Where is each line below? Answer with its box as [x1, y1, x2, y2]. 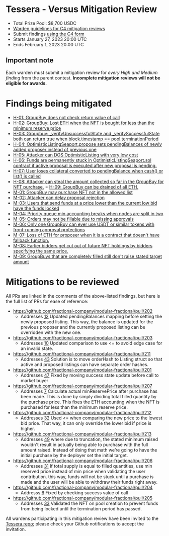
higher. [20, 425, 35, 431]
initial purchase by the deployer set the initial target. [20, 452, 128, 458]
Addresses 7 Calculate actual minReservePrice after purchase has [20, 388, 158, 394]
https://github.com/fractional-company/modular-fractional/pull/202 [13, 308, 153, 314]
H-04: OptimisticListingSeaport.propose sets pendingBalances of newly [13, 141, 162, 147]
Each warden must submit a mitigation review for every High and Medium [6, 69, 158, 75]
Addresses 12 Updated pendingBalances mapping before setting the [20, 313, 162, 319]
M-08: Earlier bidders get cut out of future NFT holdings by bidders [13, 242, 153, 248]
